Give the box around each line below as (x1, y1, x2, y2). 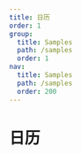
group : (9, 29, 33, 38)
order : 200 (17, 87, 57, 96)
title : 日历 (9, 12, 50, 22)
